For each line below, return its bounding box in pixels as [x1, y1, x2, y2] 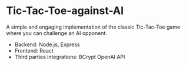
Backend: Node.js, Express [14, 41, 81, 48]
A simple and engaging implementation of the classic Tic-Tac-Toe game [6, 23, 181, 30]
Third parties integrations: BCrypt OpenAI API [14, 53, 125, 60]
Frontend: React [14, 47, 54, 54]
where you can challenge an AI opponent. [6, 29, 108, 36]
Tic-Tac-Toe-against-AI [6, 4, 124, 18]
